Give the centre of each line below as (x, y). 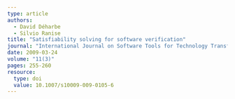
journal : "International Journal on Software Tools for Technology (108, 46)
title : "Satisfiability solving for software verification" (97, 40)
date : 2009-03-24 (33, 53)
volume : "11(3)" (31, 59)
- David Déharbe (37, 26)
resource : (22, 72)
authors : (20, 20)
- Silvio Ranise (37, 33)
